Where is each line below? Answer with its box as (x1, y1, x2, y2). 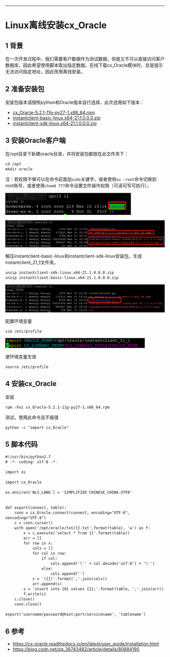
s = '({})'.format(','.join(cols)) (32, 576, 108, 582)
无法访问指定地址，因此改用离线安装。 (5, 69, 85, 74)
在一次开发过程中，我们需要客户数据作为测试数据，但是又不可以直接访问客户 (5, 56, 165, 61)
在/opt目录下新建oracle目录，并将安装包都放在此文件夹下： (5, 150, 129, 157)
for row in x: (23, 541, 53, 546)
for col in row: (32, 551, 67, 556)
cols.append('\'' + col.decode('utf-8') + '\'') (50, 561, 155, 567)
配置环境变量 (5, 318, 32, 324)
